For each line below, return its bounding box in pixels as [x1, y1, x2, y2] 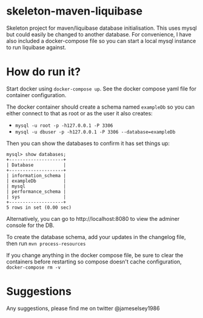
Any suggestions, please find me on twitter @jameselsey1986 [6, 305, 160, 312]
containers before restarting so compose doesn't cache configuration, [6, 258, 182, 265]
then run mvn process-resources [6, 240, 86, 247]
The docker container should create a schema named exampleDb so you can [6, 103, 195, 110]
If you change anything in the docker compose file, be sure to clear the [6, 251, 184, 259]
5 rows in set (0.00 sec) [6, 205, 72, 211]
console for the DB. [6, 222, 55, 229]
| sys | [6, 194, 67, 200]
